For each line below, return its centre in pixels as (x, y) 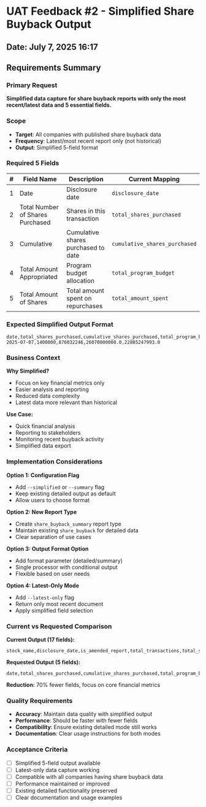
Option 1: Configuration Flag (43, 475)
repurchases (85, 306)
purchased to (86, 248)
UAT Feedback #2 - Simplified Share (100, 11)
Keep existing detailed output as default (66, 493)
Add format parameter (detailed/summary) (69, 560)
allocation (81, 280)
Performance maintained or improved (63, 784)
